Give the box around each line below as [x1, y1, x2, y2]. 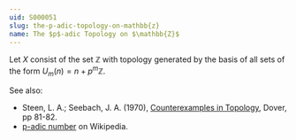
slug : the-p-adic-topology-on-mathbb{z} [9, 21, 161, 30]
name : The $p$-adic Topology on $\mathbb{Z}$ [9, 29, 179, 38]
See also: [9, 85, 43, 96]
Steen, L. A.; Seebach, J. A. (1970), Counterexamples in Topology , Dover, [21, 102, 287, 113]
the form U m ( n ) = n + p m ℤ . [9, 64, 106, 78]
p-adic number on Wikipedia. [21, 121, 128, 131]
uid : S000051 [9, 12, 57, 22]
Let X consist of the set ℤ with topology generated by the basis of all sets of [9, 54, 285, 65]
